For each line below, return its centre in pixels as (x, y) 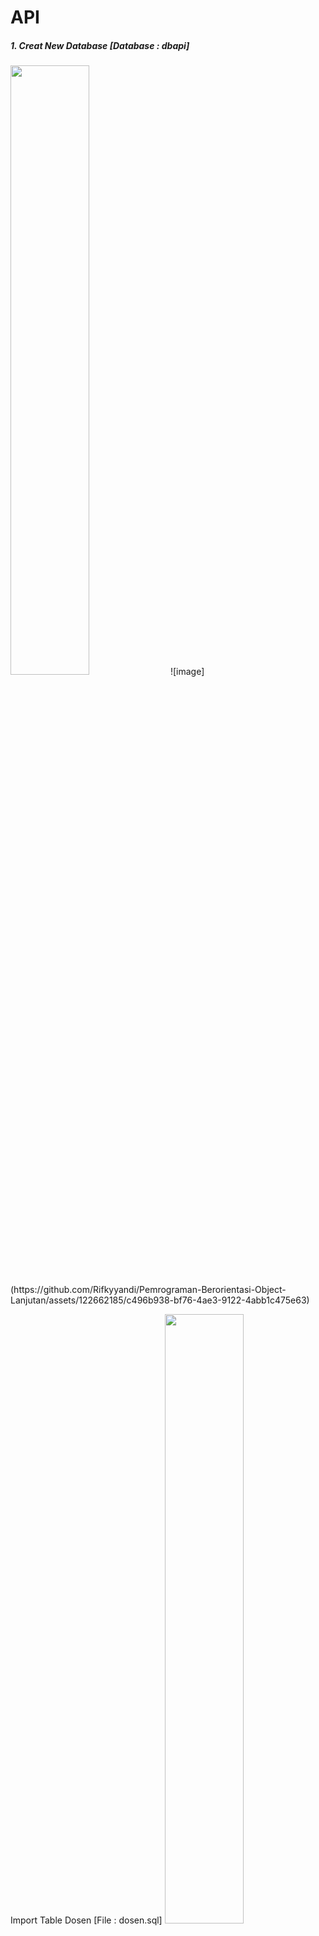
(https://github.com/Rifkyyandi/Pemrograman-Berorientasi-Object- (148, 1290)
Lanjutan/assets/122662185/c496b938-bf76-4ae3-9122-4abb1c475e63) (160, 1300)
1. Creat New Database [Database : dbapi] (100, 45)
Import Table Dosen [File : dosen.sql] (86, 1920)
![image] (187, 672)
